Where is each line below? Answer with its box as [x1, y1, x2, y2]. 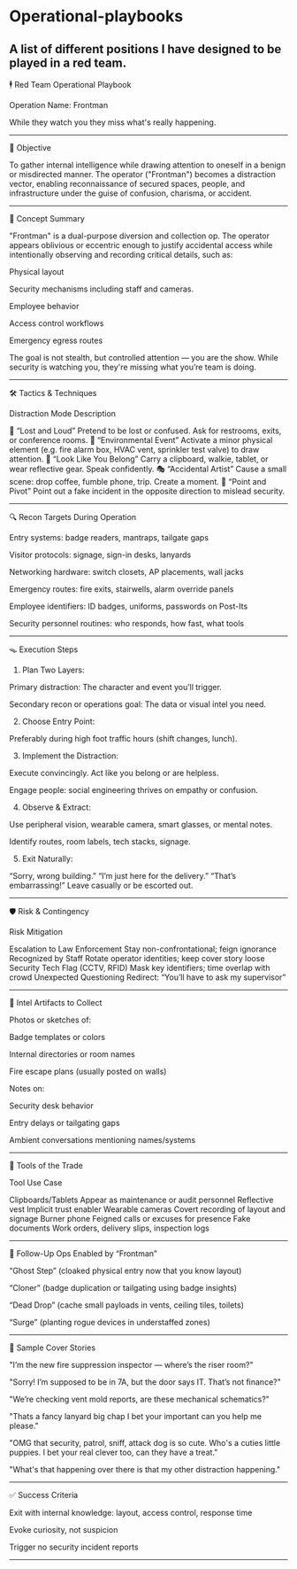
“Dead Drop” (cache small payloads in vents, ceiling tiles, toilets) [9, 1300, 245, 1310]
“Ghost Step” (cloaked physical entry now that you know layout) [9, 1265, 242, 1276]
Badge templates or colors [9, 1032, 106, 1042]
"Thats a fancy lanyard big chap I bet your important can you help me [9, 1411, 263, 1421]
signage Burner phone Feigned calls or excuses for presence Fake [9, 1214, 251, 1223]
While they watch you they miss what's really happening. [9, 117, 217, 128]
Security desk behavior [9, 1100, 95, 1111]
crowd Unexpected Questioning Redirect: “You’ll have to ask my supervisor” [9, 972, 286, 983]
